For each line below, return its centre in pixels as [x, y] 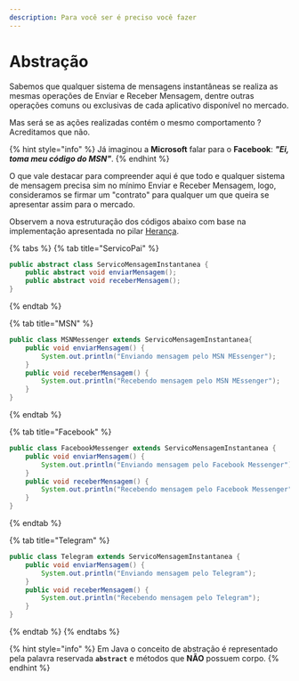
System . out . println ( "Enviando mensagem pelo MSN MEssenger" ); [159, 356]
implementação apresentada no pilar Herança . [94, 231]
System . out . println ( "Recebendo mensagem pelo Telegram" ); [151, 598]
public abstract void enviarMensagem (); [101, 272]
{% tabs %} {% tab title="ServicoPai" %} [84, 248]
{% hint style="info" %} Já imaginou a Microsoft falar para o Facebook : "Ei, [149, 149]
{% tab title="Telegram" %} [60, 540]
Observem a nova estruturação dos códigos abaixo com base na [128, 221]
